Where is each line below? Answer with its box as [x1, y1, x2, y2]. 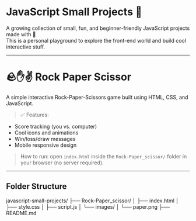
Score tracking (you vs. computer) [14, 123, 97, 130]
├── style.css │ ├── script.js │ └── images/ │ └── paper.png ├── [6, 203, 170, 210]
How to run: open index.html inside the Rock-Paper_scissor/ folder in [20, 153, 187, 160]
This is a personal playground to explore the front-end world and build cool [6, 37, 187, 44]
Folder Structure [6, 181, 67, 192]
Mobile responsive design [14, 141, 77, 149]
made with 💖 [6, 30, 36, 37]
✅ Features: [20, 111, 49, 118]
